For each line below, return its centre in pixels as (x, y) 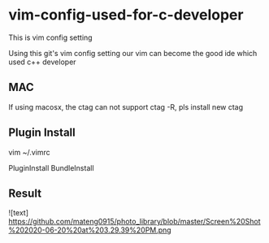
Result (25, 193)
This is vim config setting (50, 37)
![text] (19, 213)
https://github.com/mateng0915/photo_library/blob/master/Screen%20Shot (135, 222)
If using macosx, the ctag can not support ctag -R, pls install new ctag (126, 106)
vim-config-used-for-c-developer (126, 15)
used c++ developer (42, 62)
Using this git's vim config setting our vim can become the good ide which (133, 53)
